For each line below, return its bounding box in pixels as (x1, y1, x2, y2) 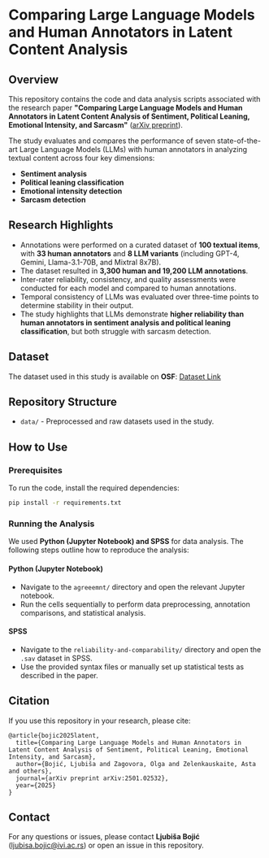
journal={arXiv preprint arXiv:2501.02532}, (15, 774, 169, 782)
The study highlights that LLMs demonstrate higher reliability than (20, 309, 245, 319)
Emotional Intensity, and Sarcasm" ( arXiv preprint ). (8, 120, 183, 129)
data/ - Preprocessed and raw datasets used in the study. (20, 416, 215, 426)
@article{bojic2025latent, (8, 731, 100, 739)
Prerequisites (8, 464, 63, 476)
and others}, (8, 767, 53, 775)
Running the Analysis (8, 518, 95, 529)
